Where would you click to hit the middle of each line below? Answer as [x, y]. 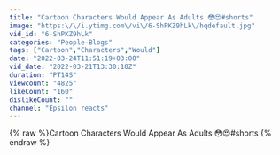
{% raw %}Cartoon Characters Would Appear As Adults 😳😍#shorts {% [140, 133]
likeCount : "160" [41, 91]
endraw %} [30, 143]
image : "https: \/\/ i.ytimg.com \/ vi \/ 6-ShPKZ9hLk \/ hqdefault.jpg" [132, 26]
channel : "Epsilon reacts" [59, 108]
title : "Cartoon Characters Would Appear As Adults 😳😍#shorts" [132, 17]
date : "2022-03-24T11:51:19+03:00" [75, 58]
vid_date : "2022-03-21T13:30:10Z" [73, 67]
